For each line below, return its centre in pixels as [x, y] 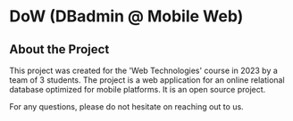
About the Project [59, 49]
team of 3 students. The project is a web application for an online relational [147, 80]
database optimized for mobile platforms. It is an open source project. [138, 89]
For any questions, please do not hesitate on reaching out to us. [126, 107]
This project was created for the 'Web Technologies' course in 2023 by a [144, 70]
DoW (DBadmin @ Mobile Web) [126, 16]
